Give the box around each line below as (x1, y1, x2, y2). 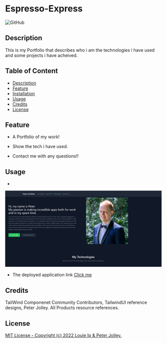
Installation (12, 90, 35, 96)
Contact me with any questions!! (12, 153, 79, 159)
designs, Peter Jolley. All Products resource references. (5, 305, 119, 311)
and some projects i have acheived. (5, 52, 78, 58)
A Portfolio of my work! (12, 134, 60, 140)
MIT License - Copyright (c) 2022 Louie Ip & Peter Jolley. (5, 332, 122, 338)
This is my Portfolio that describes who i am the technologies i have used (5, 47, 155, 53)
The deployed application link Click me (12, 272, 92, 278)
